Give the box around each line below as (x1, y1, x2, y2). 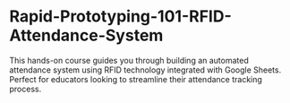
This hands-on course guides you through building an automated (9, 55, 249, 65)
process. (9, 83, 42, 94)
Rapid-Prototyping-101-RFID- (9, 6, 232, 27)
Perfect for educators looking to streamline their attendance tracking (9, 73, 262, 84)
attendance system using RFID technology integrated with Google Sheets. (9, 64, 282, 75)
